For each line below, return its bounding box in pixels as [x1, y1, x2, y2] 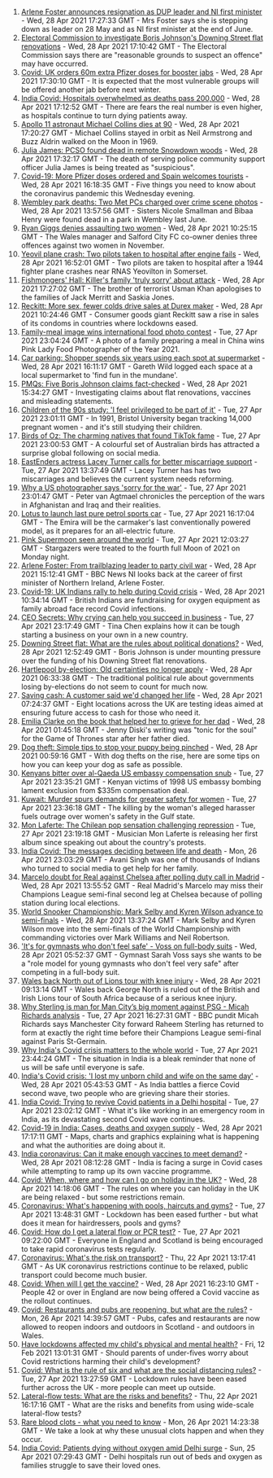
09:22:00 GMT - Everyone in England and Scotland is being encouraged [20, 1235, 263, 1245]
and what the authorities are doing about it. [20, 1140, 166, 1150]
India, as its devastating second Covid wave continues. [20, 1115, 206, 1124]
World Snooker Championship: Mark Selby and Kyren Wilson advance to [20, 907, 263, 916]
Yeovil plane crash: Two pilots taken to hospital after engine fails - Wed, [20, 249, 261, 259]
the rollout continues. [20, 1296, 93, 1305]
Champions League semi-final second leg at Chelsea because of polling [20, 889, 262, 899]
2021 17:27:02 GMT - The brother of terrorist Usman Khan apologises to [20, 284, 262, 293]
